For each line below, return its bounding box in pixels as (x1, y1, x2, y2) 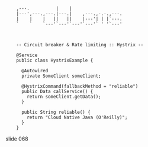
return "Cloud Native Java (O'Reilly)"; (27, 114, 128, 120)
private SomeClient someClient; (21, 73, 101, 79)
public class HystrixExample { (16, 57, 94, 63)
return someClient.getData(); (27, 94, 101, 100)
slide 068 (5, 135, 29, 142)
